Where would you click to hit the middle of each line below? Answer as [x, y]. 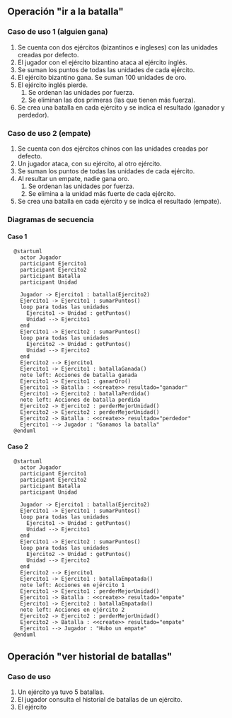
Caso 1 [17, 236]
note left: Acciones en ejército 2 [72, 610]
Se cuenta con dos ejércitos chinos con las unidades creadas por [113, 149]
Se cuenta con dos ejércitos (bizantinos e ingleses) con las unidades [117, 47]
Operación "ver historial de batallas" [90, 656]
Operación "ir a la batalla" [65, 12]
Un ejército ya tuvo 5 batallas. [61, 692]
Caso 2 [18, 446]
